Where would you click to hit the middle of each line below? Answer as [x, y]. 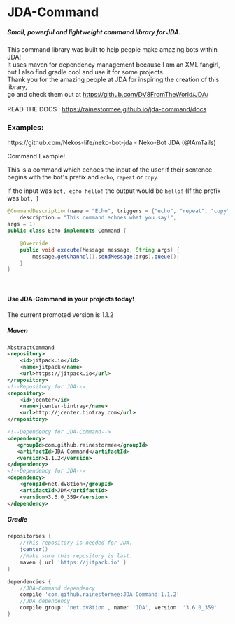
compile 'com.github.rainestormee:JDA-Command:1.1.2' [100, 595]
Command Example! [36, 156]
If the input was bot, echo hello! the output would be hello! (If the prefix [114, 191]
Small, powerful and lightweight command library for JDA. [94, 32]
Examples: [26, 128]
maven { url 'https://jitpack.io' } [73, 562]
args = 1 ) [22, 224]
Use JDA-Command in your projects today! [71, 299]
